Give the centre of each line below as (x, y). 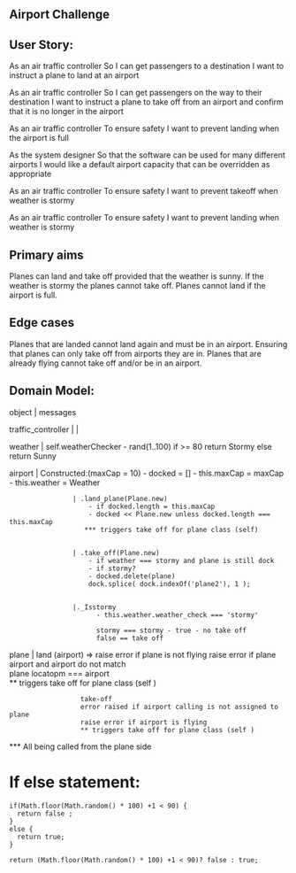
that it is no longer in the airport (66, 112)
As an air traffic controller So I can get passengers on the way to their (136, 93)
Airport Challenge (60, 15)
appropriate (30, 174)
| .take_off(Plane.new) (116, 552)
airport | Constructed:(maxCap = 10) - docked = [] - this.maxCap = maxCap (147, 473)
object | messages (43, 412)
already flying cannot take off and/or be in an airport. (106, 363)
